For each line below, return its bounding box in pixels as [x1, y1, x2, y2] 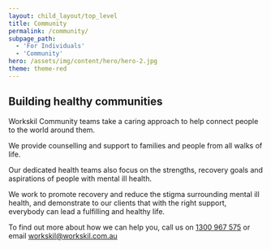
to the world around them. [8, 125, 96, 135]
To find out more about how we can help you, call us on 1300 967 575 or [8, 222, 251, 232]
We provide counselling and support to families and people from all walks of [8, 140, 263, 150]
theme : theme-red [8, 65, 67, 73]
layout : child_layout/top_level [8, 11, 118, 20]
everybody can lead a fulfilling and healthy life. [8, 206, 165, 216]
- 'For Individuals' [15, 42, 85, 50]
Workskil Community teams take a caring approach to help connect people [8, 116, 259, 126]
